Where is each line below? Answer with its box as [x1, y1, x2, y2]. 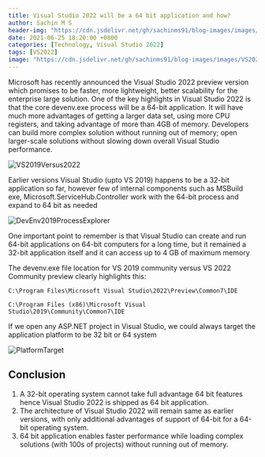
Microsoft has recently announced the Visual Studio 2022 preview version [8, 77, 249, 87]
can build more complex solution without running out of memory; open [8, 127, 238, 137]
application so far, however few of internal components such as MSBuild [8, 183, 244, 193]
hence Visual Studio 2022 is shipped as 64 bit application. [19, 397, 209, 407]
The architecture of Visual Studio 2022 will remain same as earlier [19, 406, 234, 415]
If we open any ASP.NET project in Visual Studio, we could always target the [8, 321, 256, 330]
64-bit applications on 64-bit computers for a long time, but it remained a [8, 239, 247, 249]
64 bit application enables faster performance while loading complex [19, 431, 244, 440]
